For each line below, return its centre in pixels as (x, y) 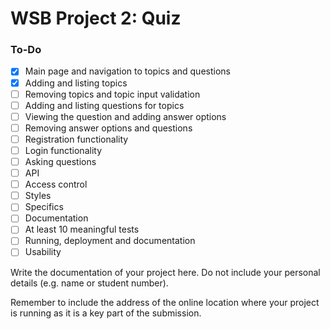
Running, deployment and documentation (110, 241)
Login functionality (63, 150)
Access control (56, 184)
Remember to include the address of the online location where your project (165, 302)
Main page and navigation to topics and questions (127, 71)
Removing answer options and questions (108, 128)
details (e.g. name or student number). (89, 283)
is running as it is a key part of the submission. (106, 313)
